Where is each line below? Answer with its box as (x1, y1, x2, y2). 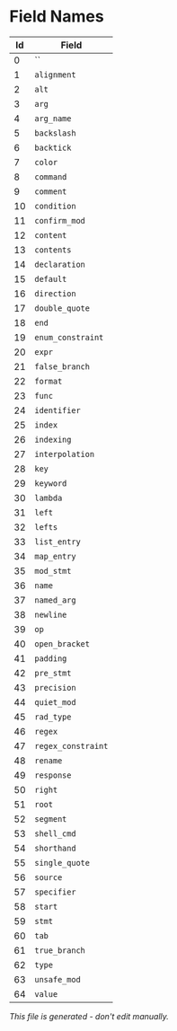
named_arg (34, 595, 76, 605)
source (34, 872, 63, 882)
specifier (34, 886, 76, 897)
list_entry (34, 536, 81, 547)
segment (34, 814, 67, 824)
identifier (34, 405, 81, 415)
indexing (34, 434, 72, 445)
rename (34, 755, 63, 765)
